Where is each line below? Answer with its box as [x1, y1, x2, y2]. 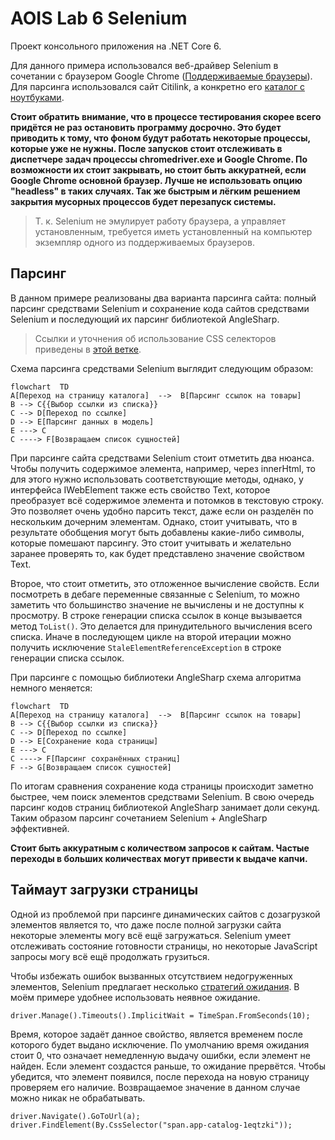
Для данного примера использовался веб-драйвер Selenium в [10, 59, 279, 71]
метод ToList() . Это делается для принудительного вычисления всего [10, 620, 313, 632]
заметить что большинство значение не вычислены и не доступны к [10, 598, 305, 611]
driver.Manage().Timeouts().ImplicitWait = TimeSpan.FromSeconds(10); [10, 1010, 311, 1021]
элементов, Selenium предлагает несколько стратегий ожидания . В [10, 980, 300, 992]
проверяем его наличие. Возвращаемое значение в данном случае [10, 1081, 301, 1093]
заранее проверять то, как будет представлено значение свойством [10, 547, 305, 559]
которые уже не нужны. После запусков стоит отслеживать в [10, 142, 283, 154]
